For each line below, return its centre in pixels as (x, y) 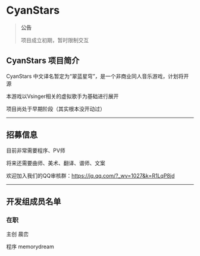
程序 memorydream (30, 246)
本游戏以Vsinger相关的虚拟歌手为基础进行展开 (62, 96)
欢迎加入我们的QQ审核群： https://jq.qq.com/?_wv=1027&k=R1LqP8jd (90, 175)
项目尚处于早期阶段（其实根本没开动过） (56, 109)
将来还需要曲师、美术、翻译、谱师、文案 (56, 163)
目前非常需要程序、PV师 (36, 150)
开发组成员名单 (34, 202)
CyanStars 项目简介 (43, 61)
